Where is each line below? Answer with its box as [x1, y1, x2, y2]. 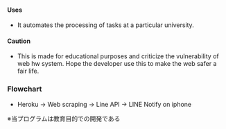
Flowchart [7, 84, 42, 94]
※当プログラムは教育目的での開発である [7, 114, 121, 123]
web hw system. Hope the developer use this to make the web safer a [17, 60, 217, 68]
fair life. [17, 67, 40, 76]
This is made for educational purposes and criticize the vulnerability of [17, 52, 220, 60]
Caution [7, 37, 31, 45]
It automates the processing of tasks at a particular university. [17, 21, 194, 29]
